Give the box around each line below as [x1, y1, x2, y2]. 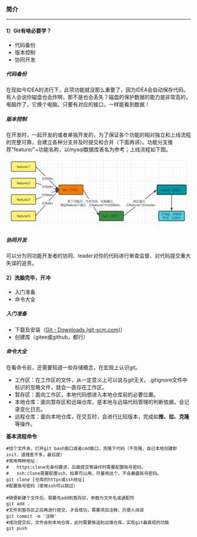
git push [6, 525, 28, 531]
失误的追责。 [6, 260, 37, 267]
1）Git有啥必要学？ [6, 27, 52, 34]
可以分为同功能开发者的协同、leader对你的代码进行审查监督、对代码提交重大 [6, 252, 191, 259]
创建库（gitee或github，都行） [14, 333, 89, 341]
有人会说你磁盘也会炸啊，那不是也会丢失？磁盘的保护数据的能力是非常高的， [6, 94, 191, 101]
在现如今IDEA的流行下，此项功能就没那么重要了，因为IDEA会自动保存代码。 [6, 86, 189, 93]
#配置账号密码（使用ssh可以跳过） [6, 482, 78, 489]
